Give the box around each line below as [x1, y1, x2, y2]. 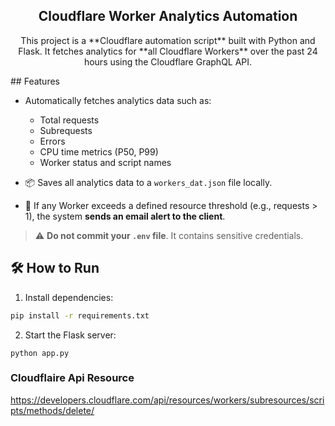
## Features [10, 75, 60, 87]
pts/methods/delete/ [10, 404, 95, 416]
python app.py [10, 348, 70, 358]
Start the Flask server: [24, 329, 117, 341]
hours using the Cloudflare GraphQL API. [83, 55, 253, 68]
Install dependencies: [24, 291, 114, 303]
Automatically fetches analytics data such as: [24, 94, 212, 106]
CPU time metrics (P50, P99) [39, 145, 159, 158]
